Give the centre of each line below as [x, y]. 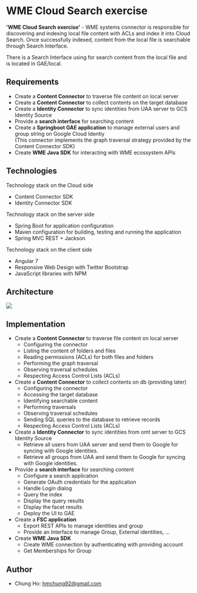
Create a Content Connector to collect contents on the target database [101, 102]
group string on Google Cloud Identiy [59, 134]
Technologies [32, 171]
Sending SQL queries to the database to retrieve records [92, 419]
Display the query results [54, 501]
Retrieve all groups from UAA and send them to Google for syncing [104, 457]
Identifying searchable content [61, 401]
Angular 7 [26, 261]
